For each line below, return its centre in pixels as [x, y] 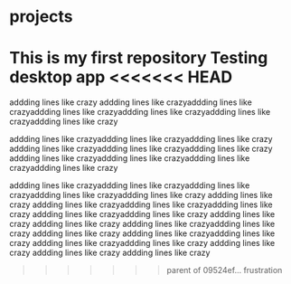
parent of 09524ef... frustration [225, 270]
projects [42, 17]
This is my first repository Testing [139, 58]
